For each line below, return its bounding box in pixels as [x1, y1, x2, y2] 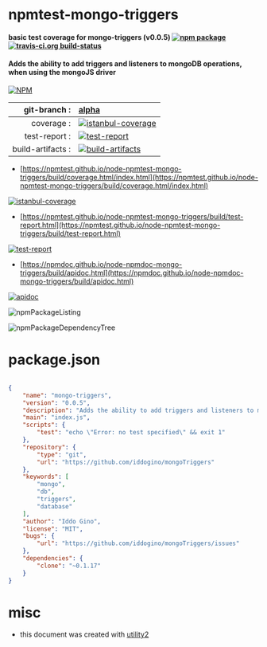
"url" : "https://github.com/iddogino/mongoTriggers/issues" [37, 539, 240, 547]
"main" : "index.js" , [22, 414, 91, 422]
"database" [37, 502, 73, 511]
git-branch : [23, 104, 72, 115]
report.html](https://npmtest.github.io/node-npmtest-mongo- [19, 220, 221, 229]
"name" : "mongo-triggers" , [22, 391, 112, 399]
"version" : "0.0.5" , [22, 398, 91, 407]
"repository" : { [22, 443, 77, 451]
